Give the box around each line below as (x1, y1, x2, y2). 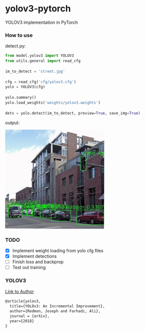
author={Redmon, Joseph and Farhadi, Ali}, (9, 308, 100, 314)
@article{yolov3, (5, 298, 41, 304)
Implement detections (12, 253, 57, 259)
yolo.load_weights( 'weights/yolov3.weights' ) (5, 100, 100, 106)
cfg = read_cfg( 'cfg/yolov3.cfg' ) (5, 79, 77, 84)
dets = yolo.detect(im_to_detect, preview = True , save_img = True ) (5, 111, 141, 115)
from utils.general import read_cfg (5, 58, 81, 63)
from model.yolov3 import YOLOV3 (5, 53, 74, 58)
